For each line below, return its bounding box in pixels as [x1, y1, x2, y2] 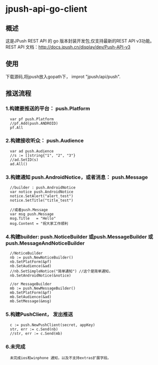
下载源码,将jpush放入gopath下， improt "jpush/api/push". [5, 73, 121, 79]
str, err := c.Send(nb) [10, 326, 58, 332]
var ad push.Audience [10, 149, 54, 153]
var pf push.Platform [10, 116, 54, 122]
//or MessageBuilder [10, 282, 52, 287]
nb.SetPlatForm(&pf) [10, 259, 52, 264]
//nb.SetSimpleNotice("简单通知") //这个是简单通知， [10, 269, 113, 274]
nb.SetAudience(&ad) [10, 264, 52, 269]
